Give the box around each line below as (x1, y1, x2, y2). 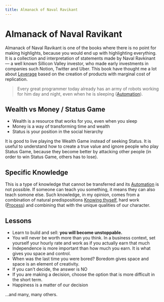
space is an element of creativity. (12, 261, 80, 267)
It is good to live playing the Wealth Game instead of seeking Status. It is (5, 138, 151, 144)
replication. (5, 76, 28, 82)
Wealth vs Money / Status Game (5, 105, 106, 113)
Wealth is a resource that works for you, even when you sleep (12, 118, 137, 124)
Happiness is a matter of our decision (12, 282, 88, 288)
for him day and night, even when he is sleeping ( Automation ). (17, 91, 143, 97)
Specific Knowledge (5, 168, 68, 176)
